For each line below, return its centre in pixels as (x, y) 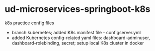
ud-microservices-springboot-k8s (77, 9)
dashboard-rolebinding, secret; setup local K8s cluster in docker (78, 43)
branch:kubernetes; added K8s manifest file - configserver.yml (76, 32)
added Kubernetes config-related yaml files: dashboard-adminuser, (81, 38)
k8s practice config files (29, 23)
